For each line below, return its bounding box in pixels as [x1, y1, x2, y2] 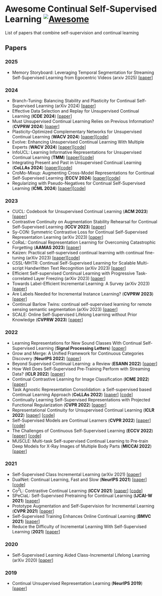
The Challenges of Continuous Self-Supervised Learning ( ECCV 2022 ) [12, 428, 153, 433]
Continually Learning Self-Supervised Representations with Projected [12, 397, 151, 402]
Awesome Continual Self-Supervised [5, 3, 157, 15]
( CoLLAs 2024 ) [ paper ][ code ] [12, 165, 73, 170]
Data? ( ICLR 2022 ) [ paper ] [12, 371, 65, 377]
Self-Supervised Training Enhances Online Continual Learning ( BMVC [12, 513, 151, 519]
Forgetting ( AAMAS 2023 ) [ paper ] [12, 245, 81, 250]
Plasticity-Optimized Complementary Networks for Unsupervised [12, 129, 142, 134]
